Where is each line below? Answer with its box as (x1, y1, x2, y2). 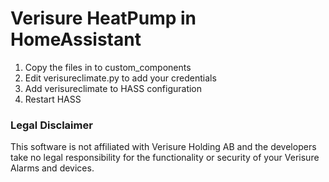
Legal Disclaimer (10, 118, 93, 132)
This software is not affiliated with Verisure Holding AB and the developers (10, 141, 317, 153)
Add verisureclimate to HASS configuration (24, 82, 203, 94)
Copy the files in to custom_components (24, 61, 192, 73)
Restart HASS (24, 93, 82, 105)
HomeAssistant (10, 28, 142, 51)
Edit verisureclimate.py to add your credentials (24, 72, 217, 84)
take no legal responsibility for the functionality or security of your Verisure (10, 152, 320, 164)
